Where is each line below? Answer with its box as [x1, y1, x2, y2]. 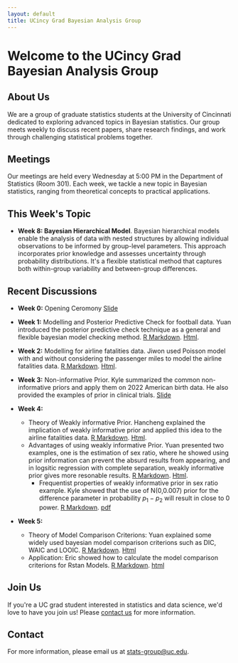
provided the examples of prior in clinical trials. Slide [17, 391, 172, 399]
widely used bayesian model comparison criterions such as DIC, [28, 538, 217, 546]
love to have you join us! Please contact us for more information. [7, 608, 196, 616]
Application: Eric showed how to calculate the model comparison [28, 553, 219, 562]
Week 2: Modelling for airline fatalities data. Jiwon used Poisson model [17, 346, 226, 355]
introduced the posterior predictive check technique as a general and [17, 325, 221, 334]
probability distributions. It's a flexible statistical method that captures [17, 257, 222, 265]
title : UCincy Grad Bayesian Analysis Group [7, 17, 141, 24]
